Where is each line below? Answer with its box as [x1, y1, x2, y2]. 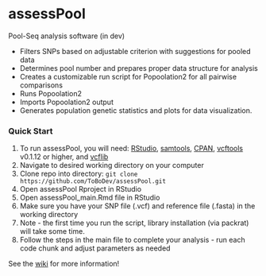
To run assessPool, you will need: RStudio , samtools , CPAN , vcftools [19, 144, 244, 154]
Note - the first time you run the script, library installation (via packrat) [19, 218, 249, 227]
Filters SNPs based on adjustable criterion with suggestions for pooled [19, 46, 252, 56]
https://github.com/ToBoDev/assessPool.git [19, 177, 167, 185]
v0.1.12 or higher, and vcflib [19, 152, 109, 161]
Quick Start [8, 125, 53, 136]
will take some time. [19, 227, 85, 236]
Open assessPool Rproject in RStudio [19, 185, 141, 194]
